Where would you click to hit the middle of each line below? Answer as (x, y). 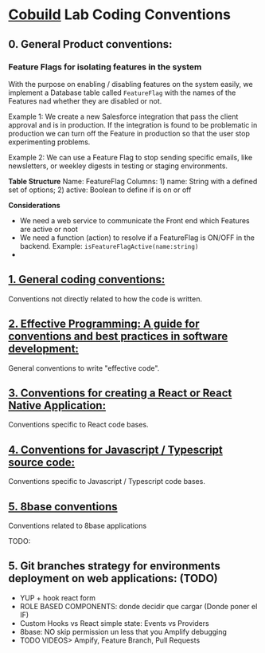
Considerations (35, 205)
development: (44, 349)
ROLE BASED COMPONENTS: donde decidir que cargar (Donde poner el (138, 606)
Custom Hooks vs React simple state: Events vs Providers (114, 623)
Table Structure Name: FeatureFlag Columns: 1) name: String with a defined (133, 181)
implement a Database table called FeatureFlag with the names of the (122, 92)
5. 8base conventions (63, 507)
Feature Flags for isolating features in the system (105, 67)
